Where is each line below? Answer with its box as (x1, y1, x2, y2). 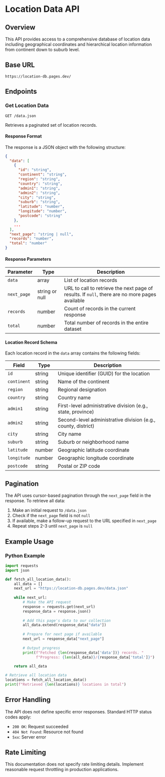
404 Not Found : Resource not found (12, 729, 83, 735)
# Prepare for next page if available (23, 632, 102, 637)
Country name (57, 394, 91, 401)
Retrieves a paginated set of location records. (5, 122, 97, 128)
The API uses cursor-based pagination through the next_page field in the (5, 493, 151, 498)
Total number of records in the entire (64, 319, 149, 326)
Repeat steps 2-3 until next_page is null (12, 523, 93, 529)
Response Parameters (5, 256, 52, 262)
